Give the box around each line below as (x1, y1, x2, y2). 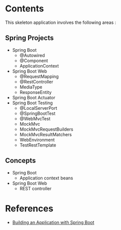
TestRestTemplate (19, 142, 56, 148)
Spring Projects (5, 34, 54, 42)
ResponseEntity (19, 89, 52, 95)
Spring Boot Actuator (12, 94, 55, 100)
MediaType (19, 84, 43, 90)
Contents (5, 3, 44, 14)
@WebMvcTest (19, 115, 51, 122)
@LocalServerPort (19, 105, 58, 111)
